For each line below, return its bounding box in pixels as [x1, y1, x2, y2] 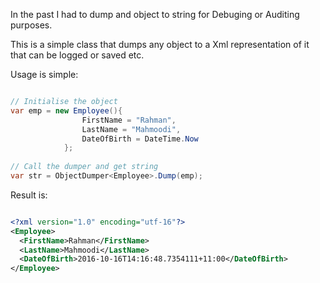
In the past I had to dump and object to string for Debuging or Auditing [10, 9, 300, 20]
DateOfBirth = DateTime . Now [81, 134, 199, 144]
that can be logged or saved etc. [10, 49, 145, 61]
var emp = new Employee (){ [10, 105, 123, 116]
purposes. [10, 19, 53, 31]
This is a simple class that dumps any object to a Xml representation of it [10, 39, 310, 50]
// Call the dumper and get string [10, 162, 159, 172]
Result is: [10, 189, 48, 201]
